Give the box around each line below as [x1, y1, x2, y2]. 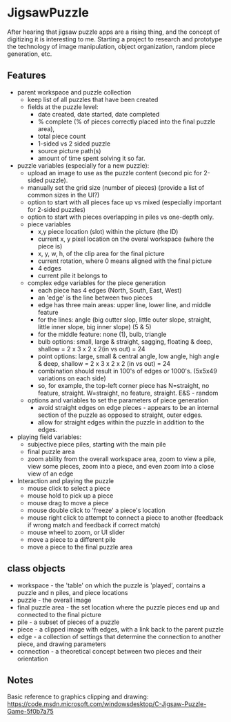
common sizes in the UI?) [27, 191, 100, 199]
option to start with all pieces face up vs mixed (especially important [27, 198, 222, 206]
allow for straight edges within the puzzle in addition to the [37, 418, 205, 426]
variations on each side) [37, 374, 107, 382]
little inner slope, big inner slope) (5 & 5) [37, 322, 152, 331]
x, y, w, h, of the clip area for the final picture [37, 249, 165, 257]
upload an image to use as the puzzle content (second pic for [27, 168, 202, 177]
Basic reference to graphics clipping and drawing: [7, 692, 149, 701]
